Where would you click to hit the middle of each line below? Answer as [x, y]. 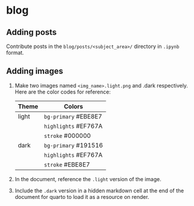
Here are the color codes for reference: [63, 92]
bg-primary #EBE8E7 [73, 116]
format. [15, 53]
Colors [74, 106]
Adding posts [31, 32]
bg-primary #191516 [74, 145]
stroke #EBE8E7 [67, 165]
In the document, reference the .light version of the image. [88, 179]
